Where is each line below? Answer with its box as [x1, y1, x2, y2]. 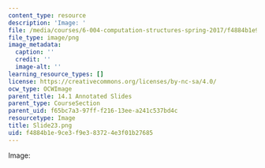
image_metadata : [8, 41, 62, 49]
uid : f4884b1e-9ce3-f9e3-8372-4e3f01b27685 [8, 129, 154, 136]
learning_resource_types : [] [8, 70, 104, 78]
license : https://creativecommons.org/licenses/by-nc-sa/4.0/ [8, 77, 217, 85]
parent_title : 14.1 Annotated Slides [8, 92, 132, 100]
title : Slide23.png [8, 121, 73, 129]
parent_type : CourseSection [8, 99, 101, 107]
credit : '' [15, 56, 51, 64]
